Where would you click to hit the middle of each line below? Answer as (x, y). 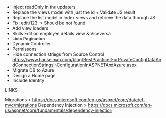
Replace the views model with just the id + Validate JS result (74, 12)
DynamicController (31, 44)
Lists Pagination (28, 39)
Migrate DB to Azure (33, 70)
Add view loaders (30, 28)
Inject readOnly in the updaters (44, 7)
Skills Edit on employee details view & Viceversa (61, 33)
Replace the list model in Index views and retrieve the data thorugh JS (83, 18)
